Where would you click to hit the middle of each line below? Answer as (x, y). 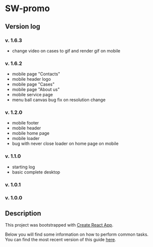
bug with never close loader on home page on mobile (65, 143)
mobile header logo (31, 79)
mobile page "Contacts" (36, 74)
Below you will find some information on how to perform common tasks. (77, 234)
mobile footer (25, 123)
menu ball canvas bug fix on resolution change (59, 100)
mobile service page (32, 95)
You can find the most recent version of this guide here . (61, 240)
